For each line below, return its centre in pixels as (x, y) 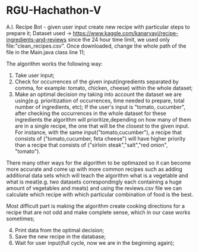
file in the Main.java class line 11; (46, 52)
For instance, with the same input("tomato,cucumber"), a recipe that (98, 132)
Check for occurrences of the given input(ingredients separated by (97, 82)
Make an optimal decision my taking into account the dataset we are (98, 94)
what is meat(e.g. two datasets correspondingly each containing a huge (94, 182)
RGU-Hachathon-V (54, 10)
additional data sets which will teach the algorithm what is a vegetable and (97, 175)
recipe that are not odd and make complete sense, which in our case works (98, 212)
